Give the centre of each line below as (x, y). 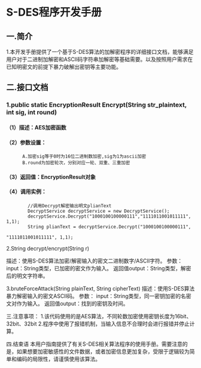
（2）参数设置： (26, 142)
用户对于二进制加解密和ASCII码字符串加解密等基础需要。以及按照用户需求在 (100, 59)
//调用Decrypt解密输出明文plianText (70, 206)
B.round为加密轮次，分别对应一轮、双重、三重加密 (76, 163)
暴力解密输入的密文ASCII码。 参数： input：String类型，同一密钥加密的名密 (99, 296)
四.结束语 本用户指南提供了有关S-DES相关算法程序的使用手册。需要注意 (94, 344)
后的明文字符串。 (27, 276)
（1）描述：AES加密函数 (36, 127)
